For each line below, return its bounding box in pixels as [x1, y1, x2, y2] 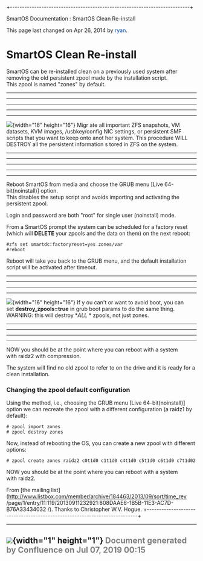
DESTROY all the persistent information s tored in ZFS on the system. [6, 140, 178, 148]
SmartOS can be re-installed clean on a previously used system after [6, 68, 178, 75]
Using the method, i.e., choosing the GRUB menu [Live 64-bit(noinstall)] [6, 399, 185, 406]
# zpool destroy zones [6, 429, 63, 435]
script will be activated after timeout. [6, 263, 98, 271]
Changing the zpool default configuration [6, 385, 130, 394]
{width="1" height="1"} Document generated [12, 535, 187, 545]
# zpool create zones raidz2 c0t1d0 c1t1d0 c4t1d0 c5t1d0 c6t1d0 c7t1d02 [6, 458, 196, 464]
